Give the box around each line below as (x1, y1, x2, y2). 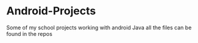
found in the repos (6, 30, 53, 37)
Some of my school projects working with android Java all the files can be (6, 24, 192, 31)
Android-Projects (6, 4, 96, 18)
